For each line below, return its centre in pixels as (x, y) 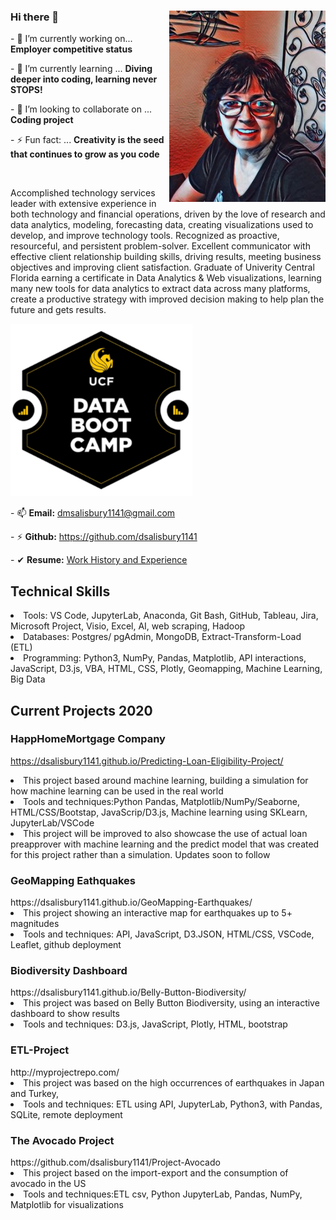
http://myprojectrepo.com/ (65, 1072)
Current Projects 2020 (81, 710)
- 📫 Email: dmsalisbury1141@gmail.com (93, 513)
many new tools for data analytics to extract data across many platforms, (160, 289)
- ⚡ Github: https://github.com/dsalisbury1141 (104, 537)
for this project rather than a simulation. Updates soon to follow (140, 854)
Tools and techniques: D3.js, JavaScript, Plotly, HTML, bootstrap (155, 1024)
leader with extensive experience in (83, 204)
